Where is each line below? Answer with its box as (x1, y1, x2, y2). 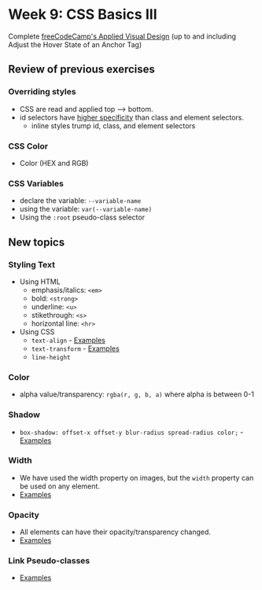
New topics (8, 235, 65, 249)
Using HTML (19, 277, 61, 286)
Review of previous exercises (8, 63, 156, 76)
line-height (31, 353, 71, 361)
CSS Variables (8, 178, 65, 189)
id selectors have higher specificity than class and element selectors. (19, 112, 245, 122)
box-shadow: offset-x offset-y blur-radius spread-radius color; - (19, 427, 244, 437)
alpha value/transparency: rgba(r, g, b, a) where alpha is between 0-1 (19, 389, 254, 399)
